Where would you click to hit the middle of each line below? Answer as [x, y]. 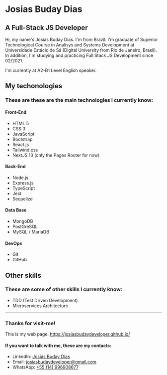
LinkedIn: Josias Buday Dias [41, 357]
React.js [21, 144]
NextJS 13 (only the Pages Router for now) [56, 155]
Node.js [20, 178]
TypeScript [24, 188]
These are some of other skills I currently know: [64, 289]
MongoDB [23, 221]
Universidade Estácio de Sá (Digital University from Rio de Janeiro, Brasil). [81, 50]
